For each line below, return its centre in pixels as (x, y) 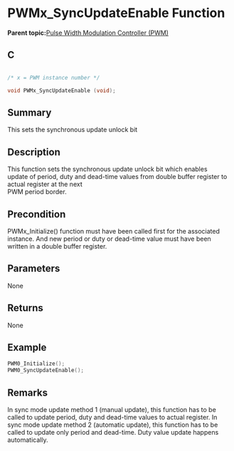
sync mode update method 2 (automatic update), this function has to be (113, 425)
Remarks (28, 392)
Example (27, 347)
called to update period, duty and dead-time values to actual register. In (112, 417)
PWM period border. (37, 192)
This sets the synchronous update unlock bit (73, 130)
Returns (26, 308)
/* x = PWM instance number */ (54, 77)
